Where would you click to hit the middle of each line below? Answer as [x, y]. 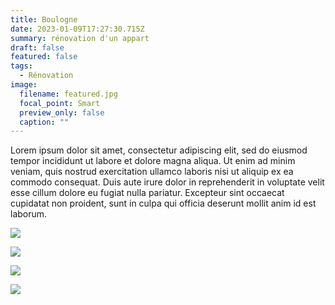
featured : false [44, 57]
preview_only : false [62, 112]
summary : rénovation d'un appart [80, 38]
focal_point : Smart [60, 103]
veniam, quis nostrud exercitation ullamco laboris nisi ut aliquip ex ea [152, 172]
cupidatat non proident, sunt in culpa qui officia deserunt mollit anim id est [163, 203]
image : [24, 85]
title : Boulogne [44, 19]
